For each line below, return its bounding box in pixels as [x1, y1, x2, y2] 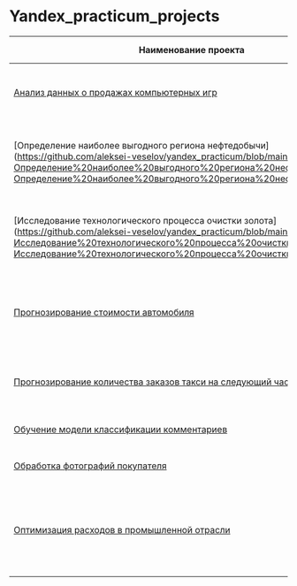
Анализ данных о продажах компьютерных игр [13, 86, 218, 98]
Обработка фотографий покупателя [13, 460, 167, 472]
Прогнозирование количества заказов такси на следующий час [13, 376, 290, 388]
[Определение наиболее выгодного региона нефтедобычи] [13, 139, 270, 151]
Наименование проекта [138, 43, 245, 56]
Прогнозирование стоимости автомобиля [13, 306, 194, 318]
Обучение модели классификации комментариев [13, 422, 228, 435]
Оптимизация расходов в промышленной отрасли [13, 523, 231, 536]
